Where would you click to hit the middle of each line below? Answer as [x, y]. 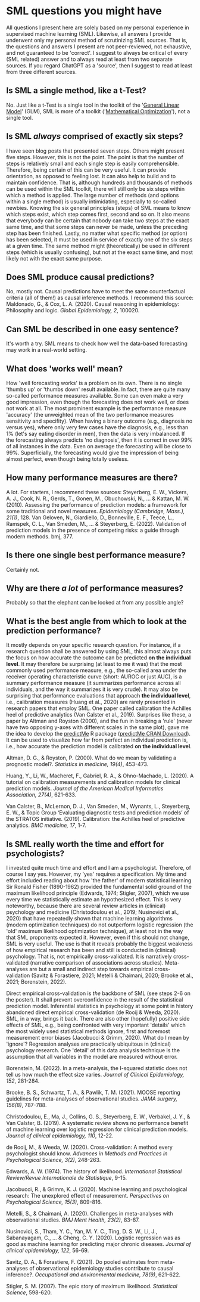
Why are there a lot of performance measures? [95, 588]
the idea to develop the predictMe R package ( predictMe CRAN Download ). [99, 734]
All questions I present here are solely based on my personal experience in [98, 27]
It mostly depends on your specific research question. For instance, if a [93, 645]
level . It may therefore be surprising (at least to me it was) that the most [94, 664]
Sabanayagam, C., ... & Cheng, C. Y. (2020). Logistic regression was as [93, 1238]
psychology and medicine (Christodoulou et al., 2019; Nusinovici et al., [93, 912]
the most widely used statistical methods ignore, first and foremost [88, 1031]
